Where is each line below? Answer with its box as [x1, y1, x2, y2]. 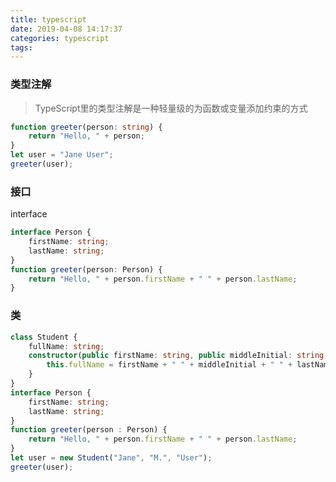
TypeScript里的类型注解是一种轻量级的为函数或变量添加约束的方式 [34, 102, 308, 114]
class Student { [10, 332, 78, 342]
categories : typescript [10, 33, 110, 43]
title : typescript [10, 14, 87, 25]
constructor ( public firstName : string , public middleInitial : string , [28, 351, 329, 361]
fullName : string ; [28, 341, 105, 351]
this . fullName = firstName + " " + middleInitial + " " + [46, 360, 293, 370]
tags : [10, 42, 33, 53]
